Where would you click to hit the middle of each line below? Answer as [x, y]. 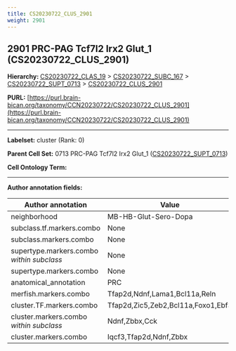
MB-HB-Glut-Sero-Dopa [150, 217]
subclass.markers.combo [52, 239]
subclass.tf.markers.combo [55, 228]
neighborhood [34, 217]
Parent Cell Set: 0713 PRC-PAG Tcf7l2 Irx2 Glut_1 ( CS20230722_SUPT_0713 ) [118, 154]
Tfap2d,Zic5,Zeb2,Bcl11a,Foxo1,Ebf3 [170, 305]
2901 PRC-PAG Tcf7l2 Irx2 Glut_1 [80, 49]
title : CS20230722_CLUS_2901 [50, 14]
